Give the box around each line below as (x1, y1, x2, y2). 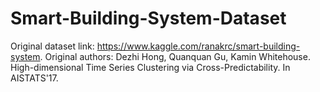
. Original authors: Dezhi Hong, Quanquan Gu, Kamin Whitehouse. (39, 50, 311, 62)
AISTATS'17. (10, 72, 59, 84)
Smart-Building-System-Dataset (10, 7, 287, 30)
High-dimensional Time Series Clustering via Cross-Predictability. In (10, 61, 291, 73)
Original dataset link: (10, 40, 95, 52)
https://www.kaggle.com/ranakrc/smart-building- (96, 40, 301, 52)
